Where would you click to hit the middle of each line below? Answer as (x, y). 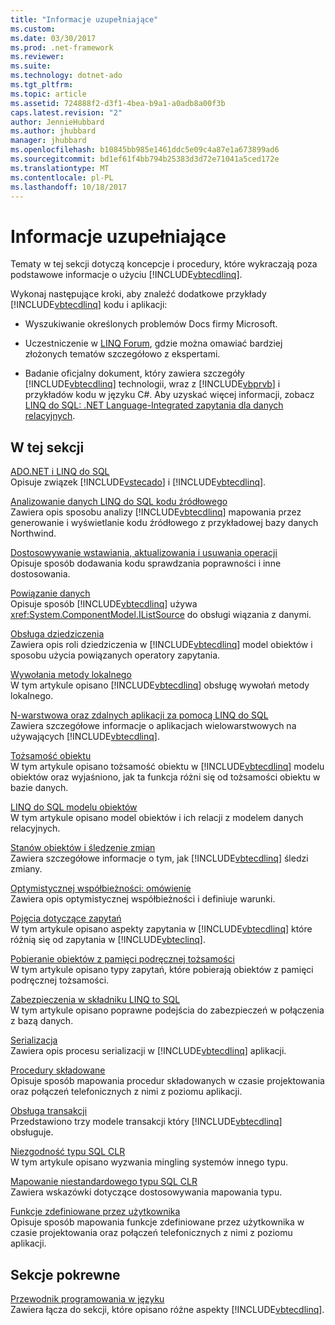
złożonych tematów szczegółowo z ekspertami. (122, 354)
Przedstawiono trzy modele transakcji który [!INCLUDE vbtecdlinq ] (146, 1122)
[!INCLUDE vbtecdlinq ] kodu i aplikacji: (89, 305)
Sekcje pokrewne (65, 1274)
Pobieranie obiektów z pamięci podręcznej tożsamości (122, 959)
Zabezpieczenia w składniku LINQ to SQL (95, 1000)
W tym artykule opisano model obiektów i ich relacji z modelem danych (157, 818)
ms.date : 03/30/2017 (53, 38)
